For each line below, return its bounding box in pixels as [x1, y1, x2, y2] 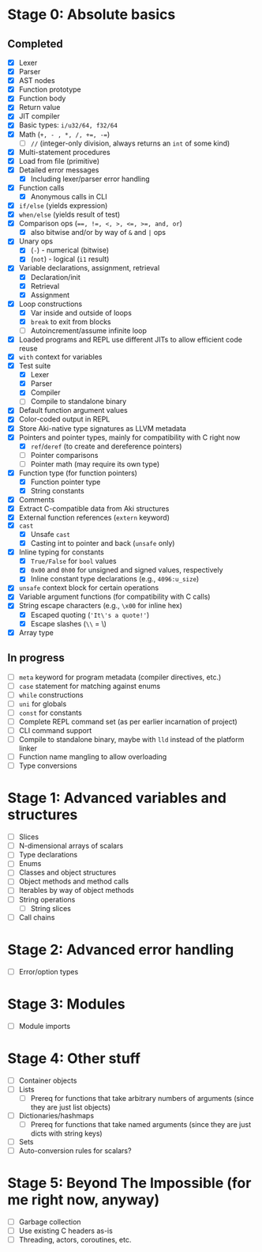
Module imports [18, 1021, 71, 1031]
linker [18, 743, 37, 753]
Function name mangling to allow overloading [18, 752, 167, 762]
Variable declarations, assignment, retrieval [18, 263, 160, 273]
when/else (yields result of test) [18, 210, 121, 219]
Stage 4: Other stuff [7, 1050, 141, 1067]
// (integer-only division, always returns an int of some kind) [30, 138, 230, 148]
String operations [18, 895, 76, 904]
